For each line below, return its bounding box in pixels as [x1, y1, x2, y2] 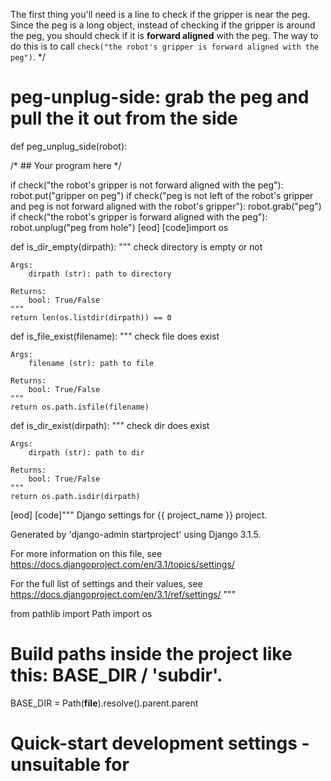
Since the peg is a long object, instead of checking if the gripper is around [10, 19, 316, 31]
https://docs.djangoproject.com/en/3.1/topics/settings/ [10, 558, 235, 570]
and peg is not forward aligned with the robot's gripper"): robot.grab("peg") [10, 200, 322, 212]
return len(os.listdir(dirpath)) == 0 [10, 312, 172, 323]
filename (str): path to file [28, 358, 155, 368]
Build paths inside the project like [10, 643, 293, 666]
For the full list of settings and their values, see [10, 577, 203, 589]
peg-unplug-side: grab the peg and [10, 86, 310, 109]
